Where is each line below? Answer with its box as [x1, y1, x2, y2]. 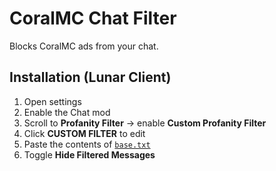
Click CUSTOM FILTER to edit [23, 127, 146, 139]
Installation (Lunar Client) [9, 69, 172, 86]
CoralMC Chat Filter [9, 7, 177, 30]
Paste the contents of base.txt [23, 138, 151, 150]
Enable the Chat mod [23, 106, 111, 118]
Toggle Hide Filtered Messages [23, 148, 156, 161]
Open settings [23, 95, 82, 107]
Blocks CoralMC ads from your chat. [9, 40, 159, 52]
